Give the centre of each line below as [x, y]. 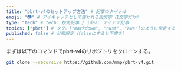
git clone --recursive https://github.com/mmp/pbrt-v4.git [80, 63]
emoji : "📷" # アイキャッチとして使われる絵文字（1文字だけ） [74, 17]
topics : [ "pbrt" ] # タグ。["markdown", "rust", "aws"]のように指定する [91, 28]
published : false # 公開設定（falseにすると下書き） [66, 34]
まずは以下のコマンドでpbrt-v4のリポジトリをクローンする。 [80, 51]
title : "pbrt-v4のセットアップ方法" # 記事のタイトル [66, 12]
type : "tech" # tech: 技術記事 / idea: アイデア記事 [68, 22]
